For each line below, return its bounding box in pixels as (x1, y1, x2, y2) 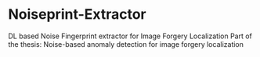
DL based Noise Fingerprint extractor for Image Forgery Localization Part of (8, 31, 253, 41)
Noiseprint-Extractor (8, 5, 146, 23)
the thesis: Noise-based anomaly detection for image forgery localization (8, 39, 244, 48)
